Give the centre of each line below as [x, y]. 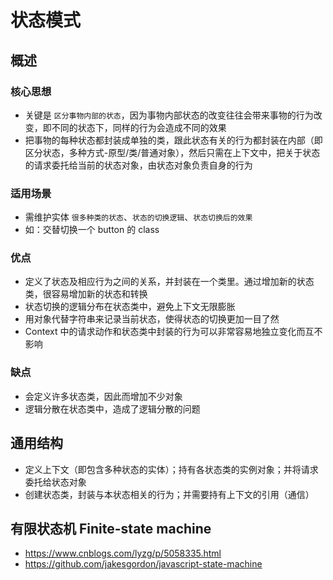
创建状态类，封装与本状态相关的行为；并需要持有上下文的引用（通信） [169, 494]
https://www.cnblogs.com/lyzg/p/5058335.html [123, 553]
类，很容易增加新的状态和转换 [86, 294]
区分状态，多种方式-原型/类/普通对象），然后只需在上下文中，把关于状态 [172, 152]
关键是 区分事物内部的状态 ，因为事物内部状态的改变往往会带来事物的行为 [169, 115]
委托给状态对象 [55, 482]
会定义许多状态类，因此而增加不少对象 [103, 396]
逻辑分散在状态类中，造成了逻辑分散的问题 [112, 408]
